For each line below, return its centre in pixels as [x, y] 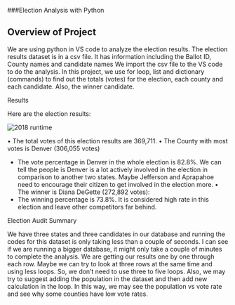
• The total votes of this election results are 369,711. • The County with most [117, 141]
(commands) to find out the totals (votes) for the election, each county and [115, 79]
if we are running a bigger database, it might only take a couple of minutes [115, 249]
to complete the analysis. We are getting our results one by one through [111, 257]
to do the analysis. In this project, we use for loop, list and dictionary [106, 71]
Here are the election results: [49, 113]
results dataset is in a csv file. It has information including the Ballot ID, [109, 56]
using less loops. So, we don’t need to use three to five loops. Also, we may [116, 271]
